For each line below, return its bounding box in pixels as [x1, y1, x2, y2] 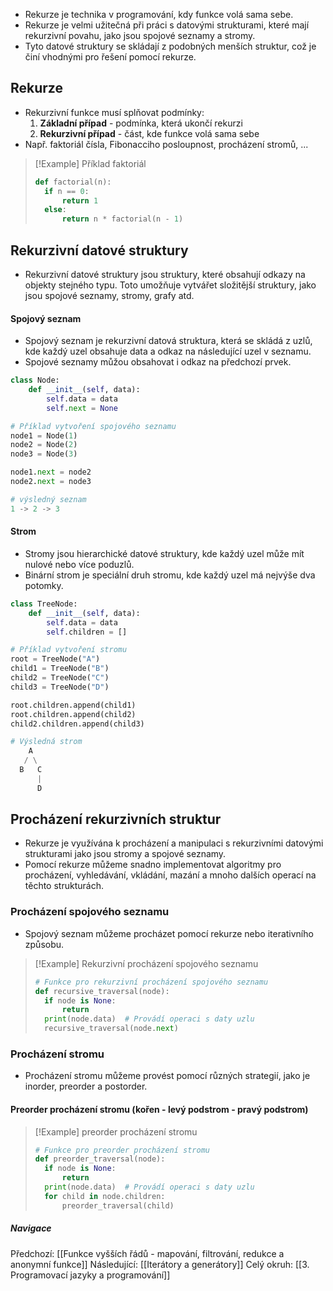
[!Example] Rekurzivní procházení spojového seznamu [34, 957, 259, 969]
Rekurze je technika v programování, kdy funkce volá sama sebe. [24, 9, 294, 20]
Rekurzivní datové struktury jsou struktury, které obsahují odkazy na [24, 269, 306, 280]
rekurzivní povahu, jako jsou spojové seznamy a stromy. [24, 30, 256, 41]
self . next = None [46, 403, 118, 413]
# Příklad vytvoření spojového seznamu [10, 421, 177, 431]
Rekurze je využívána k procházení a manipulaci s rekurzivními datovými [24, 837, 324, 849]
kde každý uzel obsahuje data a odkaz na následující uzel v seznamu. [24, 345, 312, 358]
